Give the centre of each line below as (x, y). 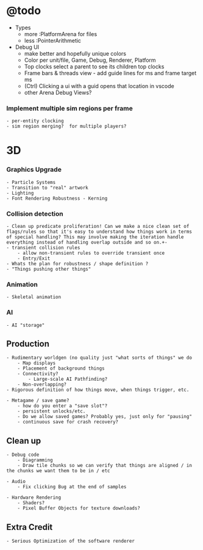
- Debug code (23, 455)
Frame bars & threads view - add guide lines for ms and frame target (110, 73)
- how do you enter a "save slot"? (62, 406)
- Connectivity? (38, 374)
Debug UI (27, 47)
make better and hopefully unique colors (75, 53)
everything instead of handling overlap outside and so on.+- (87, 243)
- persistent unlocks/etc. (52, 411)
